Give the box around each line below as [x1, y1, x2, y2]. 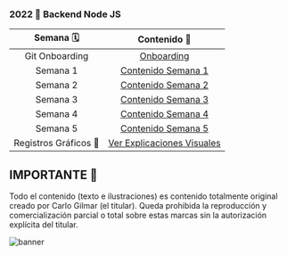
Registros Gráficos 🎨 [13, 137, 100, 150]
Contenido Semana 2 [119, 79, 209, 92]
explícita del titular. [9, 219, 78, 230]
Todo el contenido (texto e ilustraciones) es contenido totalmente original [9, 191, 278, 202]
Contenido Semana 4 [119, 108, 209, 120]
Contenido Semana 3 [119, 94, 209, 106]
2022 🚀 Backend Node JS [9, 8, 122, 21]
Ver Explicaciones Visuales [108, 137, 221, 150]
